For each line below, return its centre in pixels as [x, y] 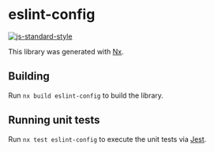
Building [29, 76]
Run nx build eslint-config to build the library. [86, 95]
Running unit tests [54, 120]
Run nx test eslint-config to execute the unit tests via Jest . [107, 139]
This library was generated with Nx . [66, 51]
